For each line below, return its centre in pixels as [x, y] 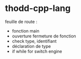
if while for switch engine [37, 51]
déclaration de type [31, 46]
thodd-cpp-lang [38, 8]
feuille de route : [21, 22]
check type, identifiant [34, 41]
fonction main [26, 31]
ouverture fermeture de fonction [44, 36]
